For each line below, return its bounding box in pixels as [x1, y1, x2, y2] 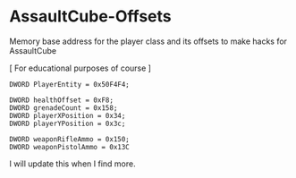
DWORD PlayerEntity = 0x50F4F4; [9, 80, 130, 89]
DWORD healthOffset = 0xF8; [9, 96, 114, 105]
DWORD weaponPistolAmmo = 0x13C [9, 142, 130, 151]
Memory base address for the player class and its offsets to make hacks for [9, 36, 288, 47]
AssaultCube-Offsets [9, 6, 172, 27]
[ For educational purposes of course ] [9, 63, 152, 73]
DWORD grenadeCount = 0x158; [9, 103, 118, 113]
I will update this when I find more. [9, 158, 136, 169]
